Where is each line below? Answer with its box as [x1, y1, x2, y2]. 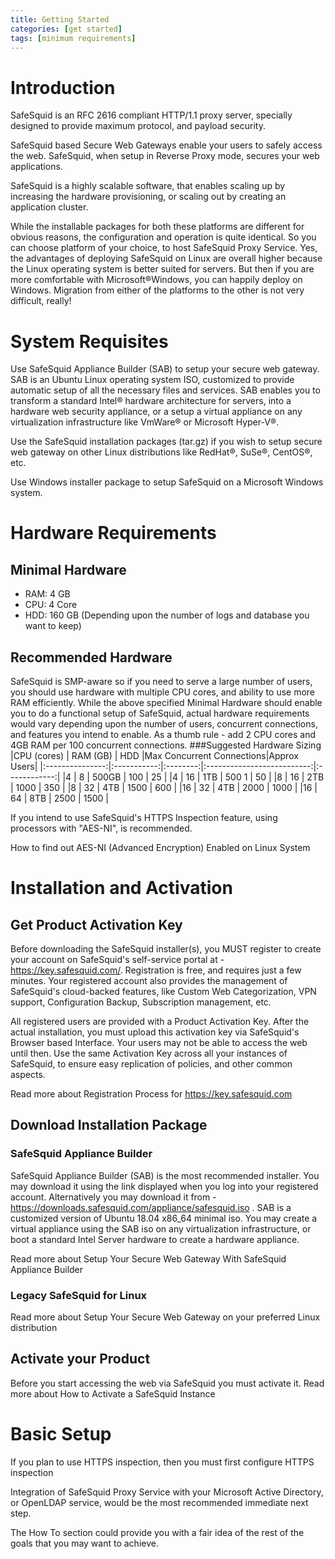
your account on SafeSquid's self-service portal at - [10, 954, 225, 966]
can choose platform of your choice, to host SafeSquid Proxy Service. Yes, [10, 242, 318, 254]
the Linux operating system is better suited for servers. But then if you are [10, 263, 315, 275]
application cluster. [10, 201, 89, 213]
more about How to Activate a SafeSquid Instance [10, 1387, 216, 1400]
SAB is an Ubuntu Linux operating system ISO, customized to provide [10, 374, 295, 386]
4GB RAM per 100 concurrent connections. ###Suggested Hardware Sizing [10, 739, 322, 751]
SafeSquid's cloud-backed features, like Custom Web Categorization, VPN [10, 986, 317, 998]
